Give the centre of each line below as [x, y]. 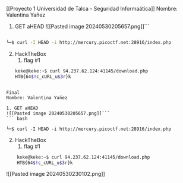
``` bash [17, 118]
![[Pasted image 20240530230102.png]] [56, 174]
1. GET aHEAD [22, 108]
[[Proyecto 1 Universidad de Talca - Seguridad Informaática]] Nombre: [92, 9]
